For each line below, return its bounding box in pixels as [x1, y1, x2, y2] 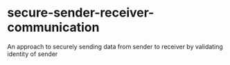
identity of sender [7, 50, 58, 58]
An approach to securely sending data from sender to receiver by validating [7, 42, 223, 50]
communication [7, 19, 100, 35]
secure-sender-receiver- [7, 5, 154, 21]
